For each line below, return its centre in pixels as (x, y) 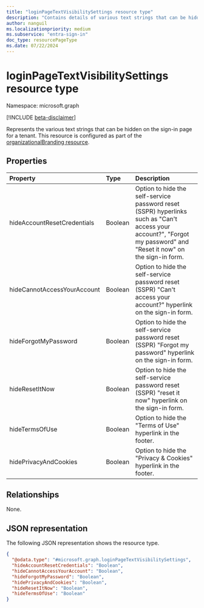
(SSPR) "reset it (158, 392)
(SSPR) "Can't (155, 289)
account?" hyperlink (164, 304)
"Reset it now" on (160, 249)
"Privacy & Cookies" (164, 458)
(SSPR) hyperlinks (161, 211)
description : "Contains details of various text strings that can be (96, 18)
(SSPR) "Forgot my (162, 345)
